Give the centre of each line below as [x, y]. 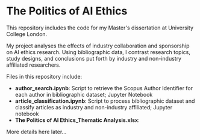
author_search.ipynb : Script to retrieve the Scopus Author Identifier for [104, 88]
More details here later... [36, 132]
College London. [27, 34]
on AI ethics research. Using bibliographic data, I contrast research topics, [98, 52]
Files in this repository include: [44, 76]
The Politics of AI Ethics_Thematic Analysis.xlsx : [77, 120]
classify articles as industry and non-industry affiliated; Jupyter [94, 107]
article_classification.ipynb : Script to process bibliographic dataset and [105, 101]
